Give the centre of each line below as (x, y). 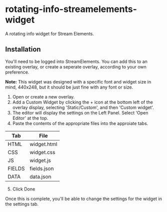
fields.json (42, 168)
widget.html (43, 144)
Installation (23, 49)
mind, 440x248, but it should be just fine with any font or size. (69, 87)
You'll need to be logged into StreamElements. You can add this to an (76, 61)
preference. (17, 72)
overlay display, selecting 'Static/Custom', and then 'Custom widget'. (83, 107)
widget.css (42, 152)
